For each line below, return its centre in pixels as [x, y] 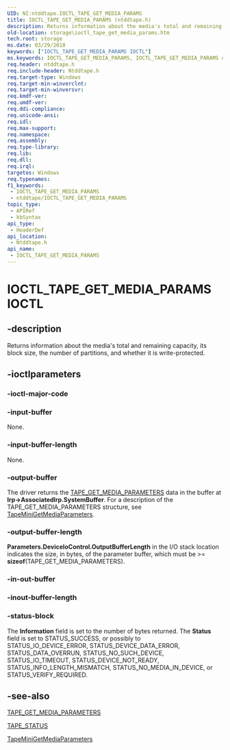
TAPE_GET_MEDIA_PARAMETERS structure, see [75, 507]
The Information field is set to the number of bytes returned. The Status [109, 631]
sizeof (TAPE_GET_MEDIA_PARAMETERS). [66, 562]
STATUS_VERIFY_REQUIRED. [47, 675]
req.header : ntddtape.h [41, 64]
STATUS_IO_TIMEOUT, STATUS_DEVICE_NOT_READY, [83, 660]
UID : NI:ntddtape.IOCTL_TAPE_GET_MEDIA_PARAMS [75, 13]
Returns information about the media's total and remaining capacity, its [107, 345]
